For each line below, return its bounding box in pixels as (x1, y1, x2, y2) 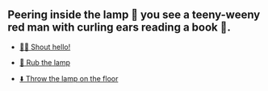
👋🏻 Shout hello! (19, 42, 71, 52)
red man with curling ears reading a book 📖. (7, 21, 231, 35)
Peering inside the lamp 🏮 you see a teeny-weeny (7, 8, 261, 22)
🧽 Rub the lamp (19, 57, 70, 67)
